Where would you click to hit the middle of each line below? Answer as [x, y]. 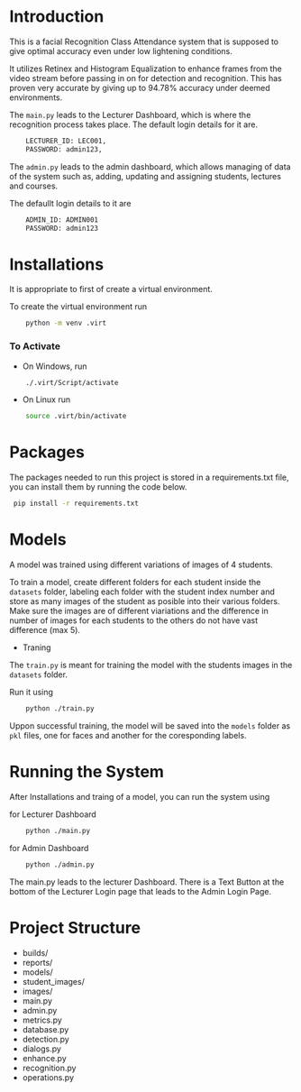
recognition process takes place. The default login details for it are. [134, 124]
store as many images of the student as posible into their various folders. [145, 601]
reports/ [37, 962]
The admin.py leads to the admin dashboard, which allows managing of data [150, 166]
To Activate [35, 346]
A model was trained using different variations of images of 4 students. [141, 564]
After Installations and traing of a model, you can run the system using [140, 796]
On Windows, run [55, 366]
